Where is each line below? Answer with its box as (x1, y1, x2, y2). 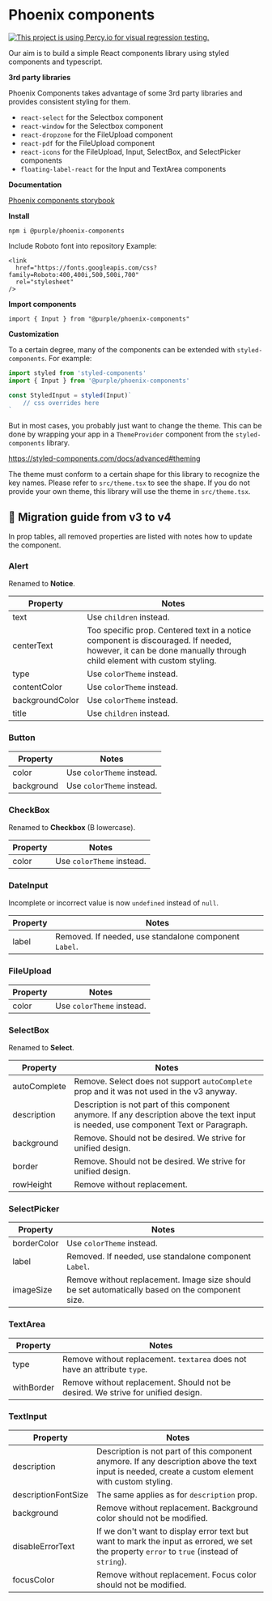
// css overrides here (23, 398, 100, 407)
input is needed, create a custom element (96, 1466, 254, 1477)
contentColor (12, 682, 63, 693)
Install (8, 211, 30, 220)
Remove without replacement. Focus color (96, 1569, 257, 1580)
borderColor (12, 1237, 59, 1249)
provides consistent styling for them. (8, 96, 131, 106)
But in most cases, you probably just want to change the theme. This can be (8, 421, 262, 431)
